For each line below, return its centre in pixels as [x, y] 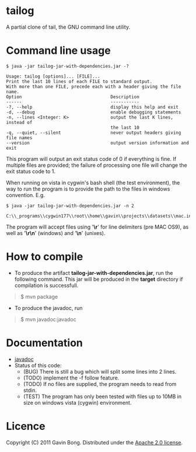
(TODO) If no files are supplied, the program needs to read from [100, 384]
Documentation [45, 343]
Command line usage [58, 51]
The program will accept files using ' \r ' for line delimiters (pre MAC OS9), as [97, 227]
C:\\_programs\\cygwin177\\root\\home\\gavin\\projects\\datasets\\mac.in [99, 216]
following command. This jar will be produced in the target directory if [99, 279]
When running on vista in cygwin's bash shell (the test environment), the [93, 182]
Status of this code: [38, 365]
